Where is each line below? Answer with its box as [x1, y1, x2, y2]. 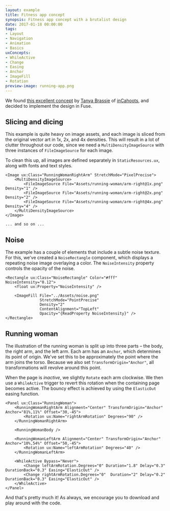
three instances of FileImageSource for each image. [5, 148, 113, 154]
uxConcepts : [5, 50, 31, 55]
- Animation [5, 41, 31, 46]
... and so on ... [5, 222, 44, 227]
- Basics [5, 45, 24, 51]
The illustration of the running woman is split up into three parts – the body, [5, 343, 163, 349]
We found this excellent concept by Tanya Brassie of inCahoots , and [5, 98, 149, 104]
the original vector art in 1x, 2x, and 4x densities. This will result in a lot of [5, 136, 160, 143]
